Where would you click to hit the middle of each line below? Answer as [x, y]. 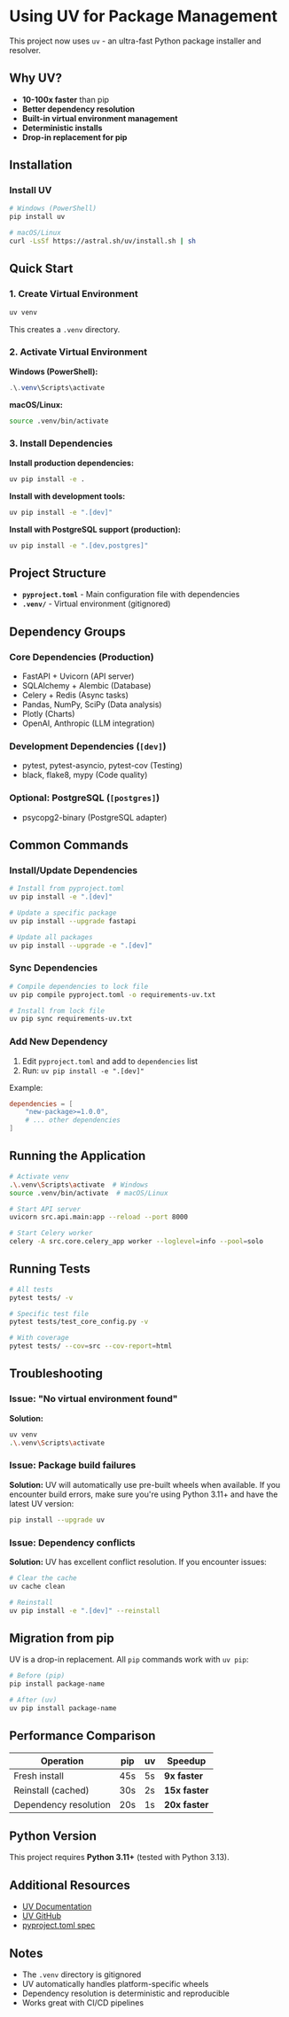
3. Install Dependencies [61, 443]
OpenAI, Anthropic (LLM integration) [88, 723]
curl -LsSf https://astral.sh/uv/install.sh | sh [103, 241]
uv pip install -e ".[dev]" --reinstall [85, 1610]
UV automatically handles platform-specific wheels [115, 1984]
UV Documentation [57, 1906]
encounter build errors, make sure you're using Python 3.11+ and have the [144, 1494]
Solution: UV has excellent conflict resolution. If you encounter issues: [138, 1562]
